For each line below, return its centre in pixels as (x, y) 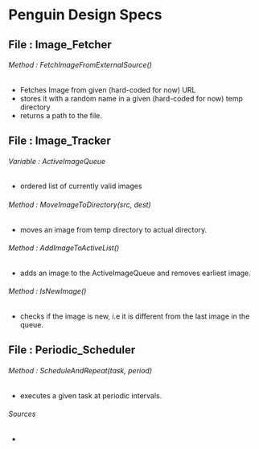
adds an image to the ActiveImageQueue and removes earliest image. (135, 273)
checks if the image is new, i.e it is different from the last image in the (135, 316)
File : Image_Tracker (60, 141)
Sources (22, 414)
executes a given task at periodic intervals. (91, 395)
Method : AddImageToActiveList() (64, 248)
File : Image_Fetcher (60, 45)
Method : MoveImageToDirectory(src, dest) (80, 204)
